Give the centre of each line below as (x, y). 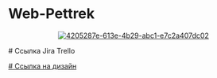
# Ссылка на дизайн (43, 66)
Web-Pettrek (52, 14)
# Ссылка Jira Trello (42, 50)
